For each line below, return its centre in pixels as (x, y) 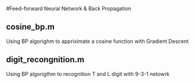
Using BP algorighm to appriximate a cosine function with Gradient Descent (97, 41)
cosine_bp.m (30, 27)
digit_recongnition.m (45, 60)
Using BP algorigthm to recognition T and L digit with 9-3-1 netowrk (88, 74)
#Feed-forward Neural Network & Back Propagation (69, 9)
